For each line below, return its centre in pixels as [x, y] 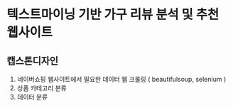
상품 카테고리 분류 [42, 88]
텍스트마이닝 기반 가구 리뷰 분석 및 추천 [113, 15]
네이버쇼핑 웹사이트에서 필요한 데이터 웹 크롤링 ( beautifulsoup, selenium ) [121, 79]
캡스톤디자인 [32, 61]
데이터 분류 [32, 97]
